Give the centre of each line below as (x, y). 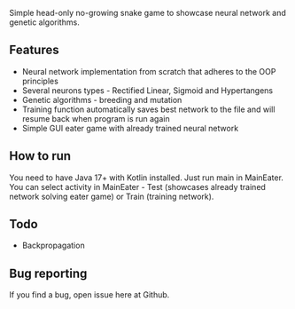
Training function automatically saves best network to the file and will (148, 109)
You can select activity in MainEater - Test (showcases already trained (137, 186)
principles (40, 81)
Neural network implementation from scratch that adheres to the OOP (149, 71)
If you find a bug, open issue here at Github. (89, 295)
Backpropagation (54, 246)
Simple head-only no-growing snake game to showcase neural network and (147, 13)
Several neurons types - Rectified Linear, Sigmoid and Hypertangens (147, 90)
